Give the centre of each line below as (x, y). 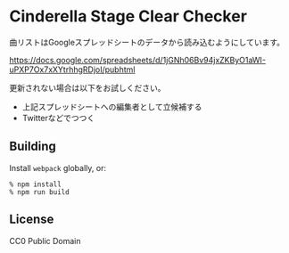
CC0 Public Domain (45, 241)
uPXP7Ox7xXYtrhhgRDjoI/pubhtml (72, 69)
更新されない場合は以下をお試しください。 (87, 87)
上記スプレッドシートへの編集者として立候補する (112, 106)
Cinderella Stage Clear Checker (128, 16)
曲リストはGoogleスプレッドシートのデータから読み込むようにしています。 (147, 42)
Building (33, 147)
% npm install (36, 184)
